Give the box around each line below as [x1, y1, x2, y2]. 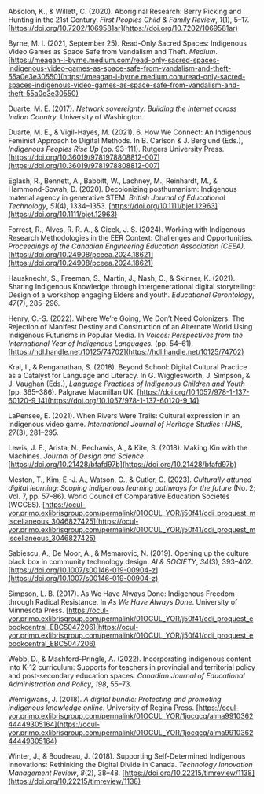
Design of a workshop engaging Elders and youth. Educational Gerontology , [8, 290, 255, 300]
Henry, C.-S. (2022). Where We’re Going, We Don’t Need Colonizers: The [8, 314, 245, 323]
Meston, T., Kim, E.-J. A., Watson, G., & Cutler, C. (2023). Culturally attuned [8, 475, 252, 484]
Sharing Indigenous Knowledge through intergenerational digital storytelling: [8, 282, 255, 291]
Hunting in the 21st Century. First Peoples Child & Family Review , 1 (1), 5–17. [8, 15, 250, 24]
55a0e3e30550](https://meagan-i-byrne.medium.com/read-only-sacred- [8, 72, 246, 81]
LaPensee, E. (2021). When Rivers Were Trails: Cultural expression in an [8, 411, 240, 420]
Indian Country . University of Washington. [8, 112, 145, 121]
